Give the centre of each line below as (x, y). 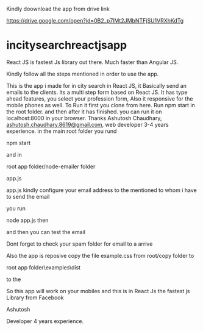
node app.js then (27, 220)
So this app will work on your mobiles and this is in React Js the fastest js (98, 291)
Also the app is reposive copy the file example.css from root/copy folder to (100, 255)
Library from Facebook (35, 297)
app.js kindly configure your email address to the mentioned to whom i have (101, 190)
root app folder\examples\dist (44, 267)
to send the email (28, 196)
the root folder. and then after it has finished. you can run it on (84, 112)
